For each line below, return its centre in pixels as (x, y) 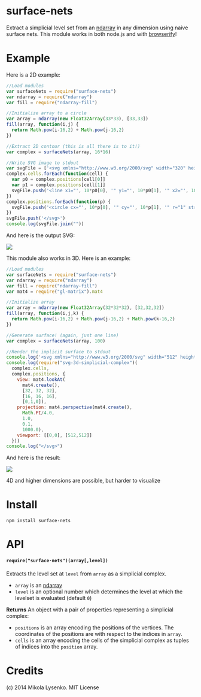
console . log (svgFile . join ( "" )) (45, 224)
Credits (25, 670)
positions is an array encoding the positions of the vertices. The (94, 628)
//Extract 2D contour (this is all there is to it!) (73, 146)
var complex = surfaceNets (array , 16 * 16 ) (59, 152)
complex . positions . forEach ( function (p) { (59, 202)
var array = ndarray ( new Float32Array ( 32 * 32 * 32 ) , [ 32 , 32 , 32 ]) (85, 308)
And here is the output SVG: (40, 235)
